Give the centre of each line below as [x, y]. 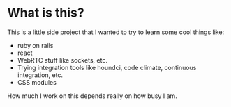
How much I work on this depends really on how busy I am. [92, 96]
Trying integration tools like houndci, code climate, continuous [107, 67]
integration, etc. [40, 75]
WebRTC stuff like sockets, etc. [62, 60]
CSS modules [37, 82]
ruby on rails [35, 45]
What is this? [46, 13]
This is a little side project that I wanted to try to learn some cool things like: [116, 32]
